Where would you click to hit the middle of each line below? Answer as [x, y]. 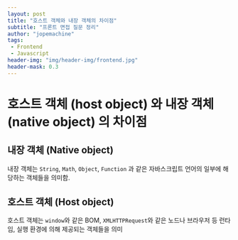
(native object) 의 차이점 [77, 122]
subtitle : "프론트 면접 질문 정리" [53, 27]
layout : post [27, 14]
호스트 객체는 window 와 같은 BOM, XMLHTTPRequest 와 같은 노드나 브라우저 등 [113, 220]
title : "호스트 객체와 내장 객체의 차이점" [62, 21]
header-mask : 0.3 [33, 67]
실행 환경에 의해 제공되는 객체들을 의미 [70, 229]
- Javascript [30, 54]
